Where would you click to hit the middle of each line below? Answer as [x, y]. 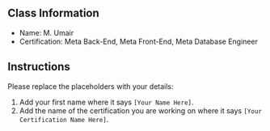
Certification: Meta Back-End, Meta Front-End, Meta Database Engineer [138, 41]
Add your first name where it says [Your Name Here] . [107, 102]
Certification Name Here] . [64, 119]
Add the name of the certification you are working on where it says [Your [140, 110]
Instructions [39, 67]
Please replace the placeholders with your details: [91, 86]
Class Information [54, 13]
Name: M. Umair [46, 32]
